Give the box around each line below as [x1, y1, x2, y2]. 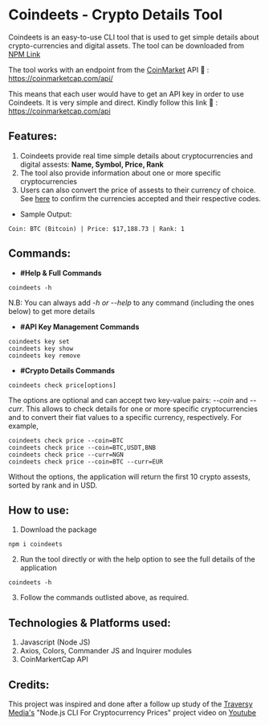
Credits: [8, 678, 50, 691]
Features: [8, 130, 58, 143]
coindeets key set [8, 337, 70, 345]
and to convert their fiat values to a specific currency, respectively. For [8, 412, 243, 422]
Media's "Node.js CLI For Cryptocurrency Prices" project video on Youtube [8, 708, 257, 717]
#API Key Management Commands [19, 322, 140, 332]
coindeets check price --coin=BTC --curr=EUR [8, 457, 163, 466]
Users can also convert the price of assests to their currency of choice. [19, 185, 256, 195]
